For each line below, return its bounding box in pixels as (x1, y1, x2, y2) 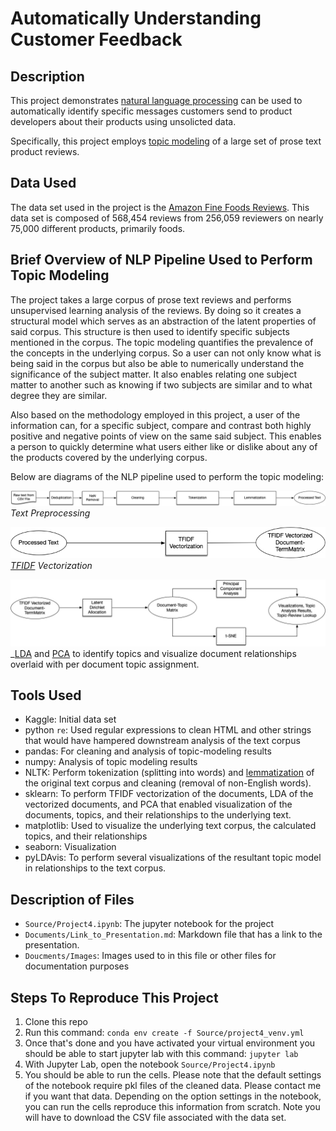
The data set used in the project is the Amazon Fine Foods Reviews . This (10, 201, 310, 213)
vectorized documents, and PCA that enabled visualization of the (24, 798, 293, 811)
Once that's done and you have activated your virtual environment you (24, 1037, 316, 1049)
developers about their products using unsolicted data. (10, 116, 237, 127)
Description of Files (10, 891, 135, 908)
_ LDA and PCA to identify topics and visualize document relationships (10, 647, 297, 659)
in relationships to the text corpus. (24, 862, 167, 874)
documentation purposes (24, 960, 130, 972)
